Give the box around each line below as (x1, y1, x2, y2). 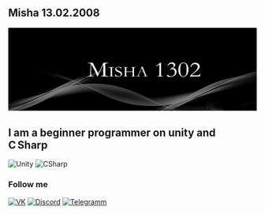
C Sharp (8, 138, 48, 152)
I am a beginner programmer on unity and (8, 126, 216, 140)
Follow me (8, 179, 49, 190)
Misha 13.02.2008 (8, 6, 100, 20)
